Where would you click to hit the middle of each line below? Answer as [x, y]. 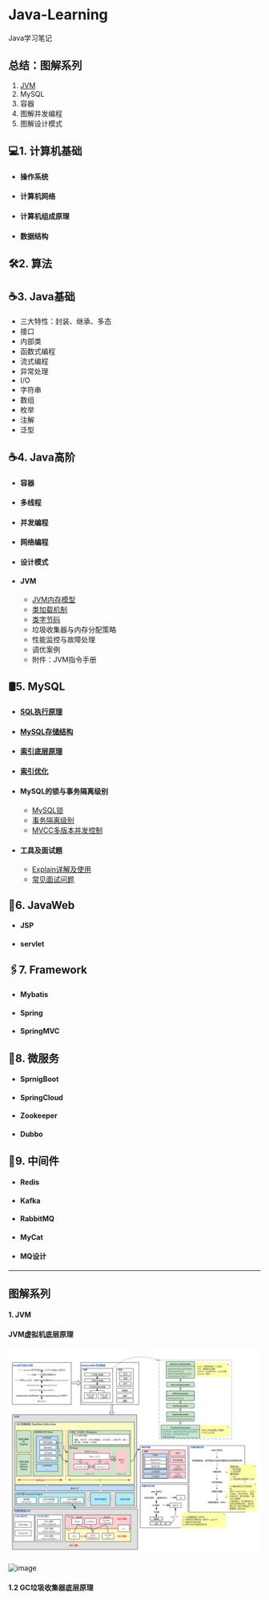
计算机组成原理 [44, 216]
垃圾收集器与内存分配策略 [74, 629]
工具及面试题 [41, 850]
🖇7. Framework [48, 970]
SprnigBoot [39, 1079]
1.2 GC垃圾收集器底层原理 [51, 1587]
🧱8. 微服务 [34, 1058]
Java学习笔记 [30, 38]
